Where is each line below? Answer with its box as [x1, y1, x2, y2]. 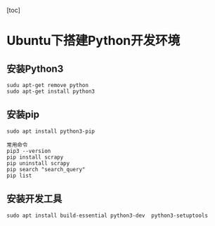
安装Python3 [6, 62, 64, 74]
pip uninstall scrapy [6, 159, 70, 167]
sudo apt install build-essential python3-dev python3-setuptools [6, 212, 209, 219]
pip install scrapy [6, 154, 64, 161]
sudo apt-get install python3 [6, 88, 96, 95]
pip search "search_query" [6, 166, 86, 173]
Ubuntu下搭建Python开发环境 [6, 33, 181, 48]
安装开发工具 [6, 193, 63, 205]
